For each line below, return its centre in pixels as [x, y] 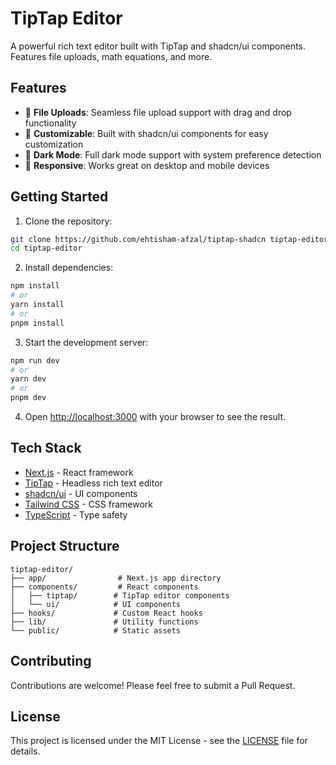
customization [54, 144]
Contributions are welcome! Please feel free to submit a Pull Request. [153, 685]
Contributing [51, 661]
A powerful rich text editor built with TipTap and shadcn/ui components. [158, 46]
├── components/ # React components [104, 587]
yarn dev [28, 379]
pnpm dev [28, 398]
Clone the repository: [68, 221]
